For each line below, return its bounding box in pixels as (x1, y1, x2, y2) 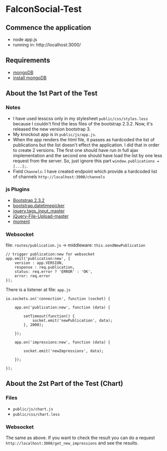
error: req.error (14, 274, 51, 279)
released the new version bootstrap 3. (12, 126, 91, 132)
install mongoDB (12, 75, 47, 81)
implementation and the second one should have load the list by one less (12, 152, 163, 158)
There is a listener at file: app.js (5, 287, 71, 293)
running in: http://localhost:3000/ (12, 42, 81, 48)
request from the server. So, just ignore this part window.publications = (12, 158, 160, 164)
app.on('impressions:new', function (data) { (14, 340, 111, 345)
